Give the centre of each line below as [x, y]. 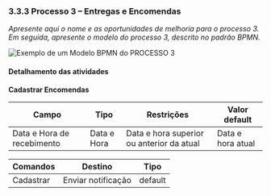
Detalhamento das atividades [58, 71]
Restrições [168, 115]
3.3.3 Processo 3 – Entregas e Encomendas [95, 11]
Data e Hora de [41, 133]
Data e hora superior [165, 133]
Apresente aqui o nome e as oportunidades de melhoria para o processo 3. [134, 29]
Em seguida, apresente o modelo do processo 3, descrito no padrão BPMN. [134, 37]
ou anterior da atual [163, 143]
